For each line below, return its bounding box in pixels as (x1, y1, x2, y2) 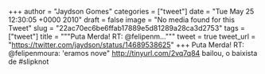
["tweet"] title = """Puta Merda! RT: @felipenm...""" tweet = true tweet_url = (8, 31, 256, 41)
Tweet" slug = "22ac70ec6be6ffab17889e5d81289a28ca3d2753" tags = (8, 24, 245, 32)
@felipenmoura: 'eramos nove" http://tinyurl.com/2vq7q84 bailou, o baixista (8, 49, 258, 57)
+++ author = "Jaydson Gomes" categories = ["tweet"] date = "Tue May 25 (8, 7, 255, 16)
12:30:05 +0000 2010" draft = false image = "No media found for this (8, 15, 235, 24)
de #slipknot (8, 57, 49, 66)
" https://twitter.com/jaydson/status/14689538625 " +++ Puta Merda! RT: (8, 40, 245, 50)
